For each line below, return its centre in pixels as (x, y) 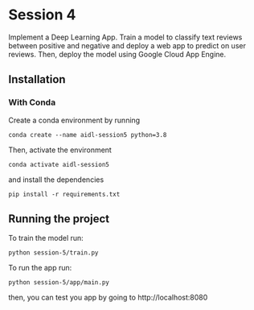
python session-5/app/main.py (59, 283)
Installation (37, 79)
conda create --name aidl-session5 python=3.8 (88, 134)
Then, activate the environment (60, 150)
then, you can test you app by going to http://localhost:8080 (108, 298)
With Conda (32, 102)
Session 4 (42, 15)
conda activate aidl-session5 (59, 164)
